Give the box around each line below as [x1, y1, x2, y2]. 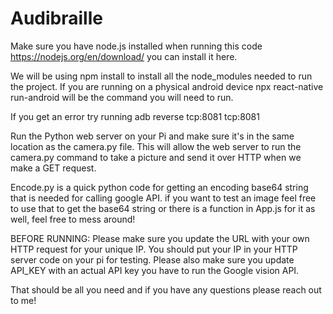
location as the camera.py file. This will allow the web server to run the [10, 140, 302, 152]
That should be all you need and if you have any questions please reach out [10, 283, 322, 296]
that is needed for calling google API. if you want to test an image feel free [10, 192, 317, 204]
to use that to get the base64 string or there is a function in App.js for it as [10, 202, 316, 214]
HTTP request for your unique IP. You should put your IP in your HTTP [10, 243, 298, 255]
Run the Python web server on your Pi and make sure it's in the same [10, 130, 295, 142]
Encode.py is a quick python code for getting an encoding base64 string [10, 181, 309, 193]
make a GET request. [10, 162, 97, 174]
